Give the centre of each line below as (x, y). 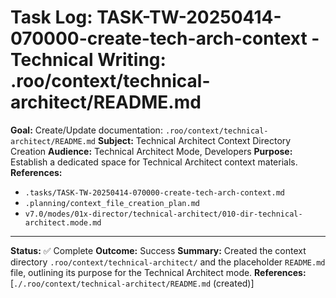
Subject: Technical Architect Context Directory (194, 140)
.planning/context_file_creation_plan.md (112, 203)
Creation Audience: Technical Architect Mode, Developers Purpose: (151, 151)
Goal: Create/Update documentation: (86, 130)
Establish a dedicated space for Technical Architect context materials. (154, 162)
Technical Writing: (88, 60)
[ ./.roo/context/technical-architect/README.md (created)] (132, 283)
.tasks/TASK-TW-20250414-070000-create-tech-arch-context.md (155, 192)
